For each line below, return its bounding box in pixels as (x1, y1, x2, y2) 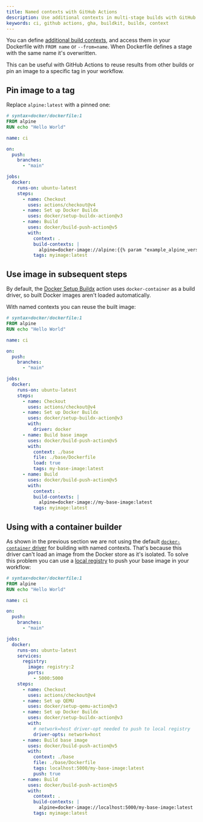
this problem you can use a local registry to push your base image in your (6, 557, 189, 564)
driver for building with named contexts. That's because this (32, 544, 182, 551)
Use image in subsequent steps (6, 269, 127, 279)
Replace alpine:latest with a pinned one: (6, 101, 111, 109)
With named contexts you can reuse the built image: (6, 303, 136, 311)
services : (17, 653, 42, 659)
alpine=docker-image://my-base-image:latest (38, 499, 153, 505)
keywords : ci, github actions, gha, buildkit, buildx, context (6, 20, 169, 26)
